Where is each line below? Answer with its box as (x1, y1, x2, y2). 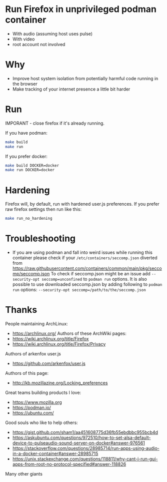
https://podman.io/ (12, 404, 51, 410)
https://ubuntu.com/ (12, 410, 54, 416)
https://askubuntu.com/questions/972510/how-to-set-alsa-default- (12, 434, 151, 440)
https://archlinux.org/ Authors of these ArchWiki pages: (12, 330, 126, 336)
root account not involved (12, 41, 65, 47)
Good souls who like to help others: (5, 419, 78, 425)
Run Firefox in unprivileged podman (5, 4, 156, 15)
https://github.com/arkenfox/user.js (12, 360, 86, 366)
